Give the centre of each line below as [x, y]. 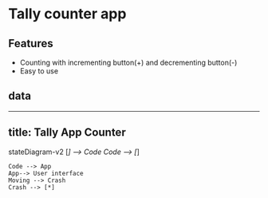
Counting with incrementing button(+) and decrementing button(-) [128, 62]
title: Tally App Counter [67, 133]
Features [31, 44]
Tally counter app [67, 14]
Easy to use [39, 71]
